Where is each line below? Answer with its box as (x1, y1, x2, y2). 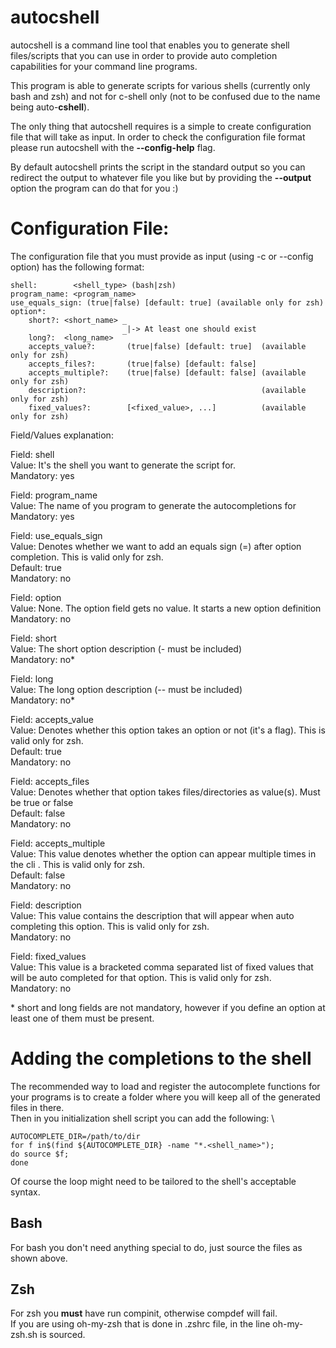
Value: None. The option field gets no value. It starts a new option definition (10, 602, 322, 614)
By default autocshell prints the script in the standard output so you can (10, 161, 306, 173)
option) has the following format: (10, 261, 145, 273)
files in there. (10, 1101, 65, 1113)
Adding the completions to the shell (10, 1047, 312, 1070)
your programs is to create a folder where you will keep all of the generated (10, 1091, 321, 1103)
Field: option (10, 591, 62, 603)
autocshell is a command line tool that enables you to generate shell (10, 39, 290, 51)
